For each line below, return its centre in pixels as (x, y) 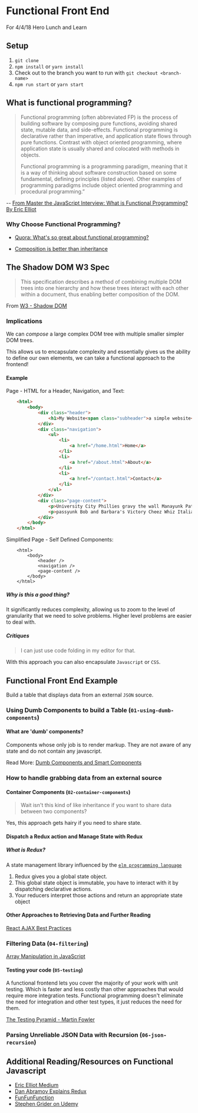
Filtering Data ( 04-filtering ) (47, 943)
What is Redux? (26, 850)
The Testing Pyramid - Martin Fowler (51, 1020)
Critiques (18, 635)
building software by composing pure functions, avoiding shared (99, 123)
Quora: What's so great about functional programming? (82, 237)
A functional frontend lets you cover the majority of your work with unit (92, 983)
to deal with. (21, 622)
